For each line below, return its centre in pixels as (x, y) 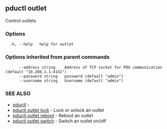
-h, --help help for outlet (42, 44)
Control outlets (21, 20)
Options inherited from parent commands (58, 57)
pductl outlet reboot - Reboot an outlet (53, 115)
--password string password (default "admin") (71, 76)
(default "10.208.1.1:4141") (36, 72)
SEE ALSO (18, 93)
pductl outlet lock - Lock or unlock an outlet (58, 110)
